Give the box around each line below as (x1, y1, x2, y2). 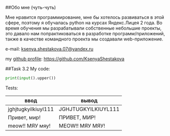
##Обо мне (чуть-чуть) (5, 5, 56, 10)
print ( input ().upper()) (5, 76, 56, 81)
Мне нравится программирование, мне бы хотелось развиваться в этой (5, 14, 164, 20)
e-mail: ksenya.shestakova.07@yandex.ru (5, 46, 94, 52)
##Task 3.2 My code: (5, 66, 50, 72)
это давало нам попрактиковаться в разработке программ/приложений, (5, 31, 165, 36)
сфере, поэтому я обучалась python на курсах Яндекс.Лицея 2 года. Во (5, 20, 163, 26)
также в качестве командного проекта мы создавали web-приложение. (5, 36, 163, 42)
